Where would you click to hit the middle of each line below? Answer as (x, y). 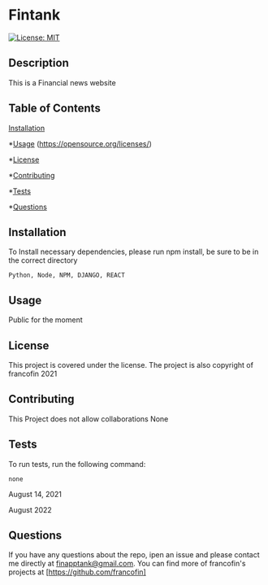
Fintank (35, 15)
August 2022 (30, 509)
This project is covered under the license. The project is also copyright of (131, 365)
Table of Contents (55, 109)
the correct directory (43, 260)
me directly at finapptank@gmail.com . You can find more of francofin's (127, 564)
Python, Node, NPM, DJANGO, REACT (67, 275)
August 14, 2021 (35, 494)
